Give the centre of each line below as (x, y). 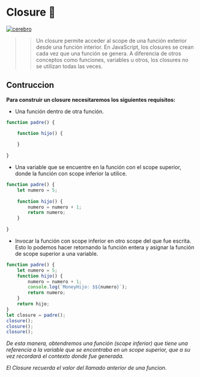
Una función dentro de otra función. (59, 111)
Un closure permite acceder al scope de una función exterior (111, 40)
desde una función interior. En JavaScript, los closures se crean (115, 47)
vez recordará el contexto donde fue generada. (65, 356)
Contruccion (30, 85)
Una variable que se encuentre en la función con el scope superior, (98, 167)
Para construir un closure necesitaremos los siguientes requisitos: (91, 99)
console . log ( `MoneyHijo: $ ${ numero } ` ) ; (78, 287)
